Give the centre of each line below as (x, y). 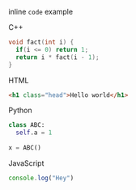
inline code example (41, 12)
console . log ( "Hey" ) (41, 178)
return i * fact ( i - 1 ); (57, 57)
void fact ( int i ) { (41, 42)
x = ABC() (25, 148)
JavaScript (26, 163)
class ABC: (27, 125)
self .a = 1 (34, 133)
